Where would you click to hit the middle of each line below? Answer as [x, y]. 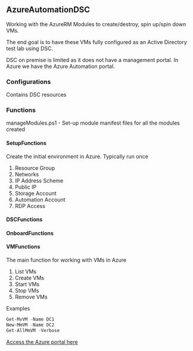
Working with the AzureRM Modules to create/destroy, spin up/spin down [96, 24]
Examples [18, 308]
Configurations [29, 82]
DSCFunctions [24, 219]
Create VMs [29, 278]
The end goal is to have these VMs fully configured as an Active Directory [97, 42]
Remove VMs [31, 297]
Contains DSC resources [36, 95]
